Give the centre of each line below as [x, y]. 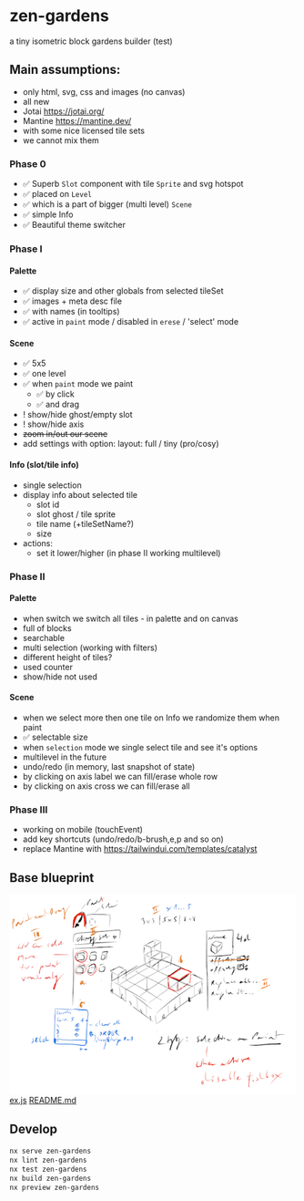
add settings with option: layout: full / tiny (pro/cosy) [121, 444]
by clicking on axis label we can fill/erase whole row [120, 776]
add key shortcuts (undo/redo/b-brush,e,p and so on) [123, 839]
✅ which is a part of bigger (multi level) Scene [107, 204]
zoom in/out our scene [65, 434]
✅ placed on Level [57, 194]
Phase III [29, 810]
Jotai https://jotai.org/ [63, 111]
